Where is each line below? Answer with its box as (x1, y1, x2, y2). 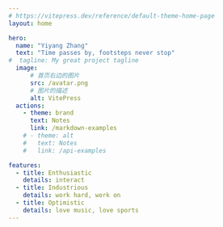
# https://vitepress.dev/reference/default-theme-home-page (8, 11, 216, 20)
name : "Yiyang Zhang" (15, 41, 89, 49)
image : (15, 64, 38, 73)
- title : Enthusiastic (15, 169, 92, 177)
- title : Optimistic (15, 199, 85, 207)
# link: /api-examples (23, 146, 107, 154)
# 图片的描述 (29, 86, 68, 95)
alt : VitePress (29, 94, 82, 102)
